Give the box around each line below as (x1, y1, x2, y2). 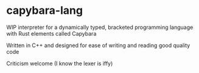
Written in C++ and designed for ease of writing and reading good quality (6, 42, 190, 49)
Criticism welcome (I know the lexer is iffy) (6, 60, 113, 67)
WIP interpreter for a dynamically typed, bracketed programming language (6, 24, 194, 31)
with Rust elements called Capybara (6, 30, 97, 37)
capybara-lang (6, 4, 83, 17)
